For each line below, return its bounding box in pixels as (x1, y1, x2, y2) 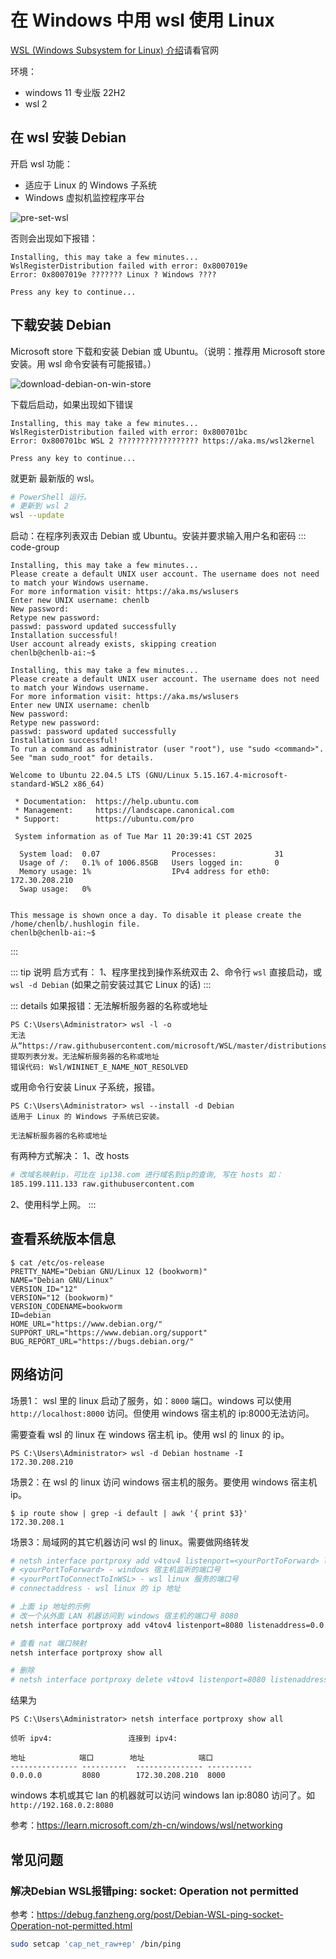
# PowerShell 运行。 (10, 492, 92, 502)
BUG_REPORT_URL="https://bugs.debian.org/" (10, 1336, 195, 1346)
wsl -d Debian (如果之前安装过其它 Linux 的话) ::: (10, 979, 212, 991)
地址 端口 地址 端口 (10, 1753, 214, 1763)
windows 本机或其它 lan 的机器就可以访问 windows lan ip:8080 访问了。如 (10, 1789, 315, 1801)
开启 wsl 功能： (10, 157, 74, 170)
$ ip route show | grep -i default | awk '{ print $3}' (10, 1508, 248, 1518)
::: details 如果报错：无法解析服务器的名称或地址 (10, 1000, 208, 1012)
